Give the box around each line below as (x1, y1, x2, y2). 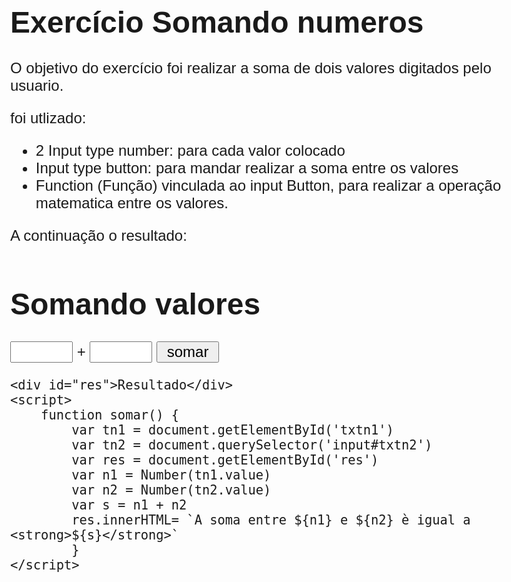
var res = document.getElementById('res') (71, 452, 379, 468)
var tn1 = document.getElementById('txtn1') (71, 422, 394, 438)
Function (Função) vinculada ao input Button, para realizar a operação (35, 177, 502, 195)
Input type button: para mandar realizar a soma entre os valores (35, 159, 459, 177)
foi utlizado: (10, 109, 87, 127)
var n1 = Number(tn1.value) (71, 467, 272, 483)
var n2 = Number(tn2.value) (71, 482, 272, 498)
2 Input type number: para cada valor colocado (35, 142, 346, 160)
